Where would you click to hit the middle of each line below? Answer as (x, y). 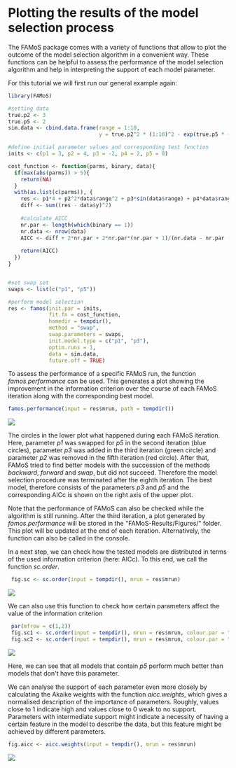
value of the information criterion (55, 613)
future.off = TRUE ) (77, 361)
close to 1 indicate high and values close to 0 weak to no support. (102, 709)
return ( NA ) (36, 179)
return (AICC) (40, 251)
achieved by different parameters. (57, 731)
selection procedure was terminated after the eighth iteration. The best (110, 480)
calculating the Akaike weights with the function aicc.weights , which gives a (118, 694)
